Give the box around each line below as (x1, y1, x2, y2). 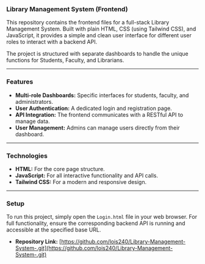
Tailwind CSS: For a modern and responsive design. (15, 178, 147, 185)
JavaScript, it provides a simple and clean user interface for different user (6, 32, 192, 39)
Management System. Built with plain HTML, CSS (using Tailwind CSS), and (6, 25, 196, 32)
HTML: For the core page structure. (15, 165, 105, 172)
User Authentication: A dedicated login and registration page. (15, 105, 172, 112)
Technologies (6, 152, 48, 160)
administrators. (15, 98, 54, 105)
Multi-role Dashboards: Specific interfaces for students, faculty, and (15, 91, 189, 99)
